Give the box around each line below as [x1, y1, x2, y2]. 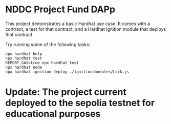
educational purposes [5, 108, 101, 120]
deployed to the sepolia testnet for [5, 97, 155, 109]
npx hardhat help [5, 51, 42, 56]
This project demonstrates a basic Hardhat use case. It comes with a [5, 20, 150, 27]
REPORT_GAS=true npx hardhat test [5, 60, 79, 65]
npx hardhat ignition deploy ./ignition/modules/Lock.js [5, 69, 130, 74]
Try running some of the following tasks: [5, 41, 91, 47]
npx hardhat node [5, 65, 42, 70]
